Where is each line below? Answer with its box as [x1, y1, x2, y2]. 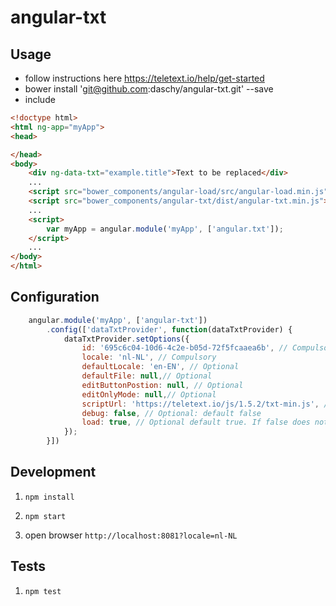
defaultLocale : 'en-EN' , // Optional [81, 362, 240, 372]
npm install [24, 492, 75, 502]
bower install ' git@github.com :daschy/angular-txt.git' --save [24, 83, 274, 95]
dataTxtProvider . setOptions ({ [63, 334, 190, 344]
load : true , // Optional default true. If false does [81, 417, 311, 428]
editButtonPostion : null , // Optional [81, 380, 244, 390]
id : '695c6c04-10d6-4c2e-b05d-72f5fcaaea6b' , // [81, 343, 288, 353]
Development [10, 464, 97, 481]
